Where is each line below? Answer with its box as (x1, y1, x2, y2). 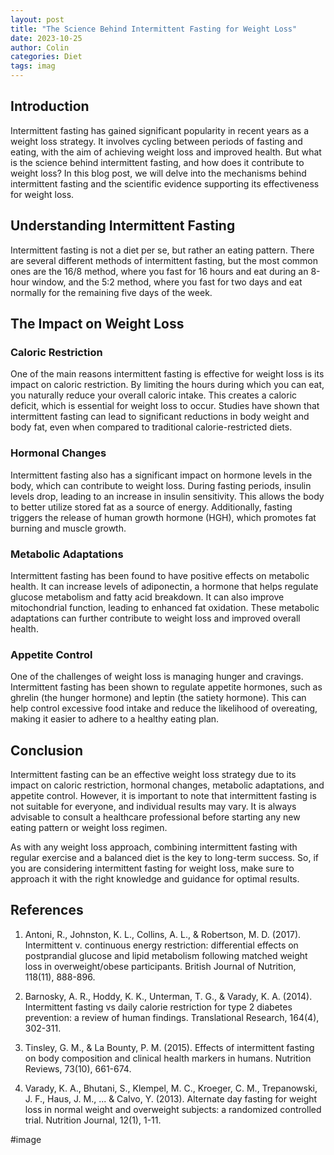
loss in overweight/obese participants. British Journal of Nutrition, (24, 960, 297, 972)
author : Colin (10, 42, 70, 53)
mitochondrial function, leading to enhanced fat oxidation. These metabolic (10, 601, 320, 613)
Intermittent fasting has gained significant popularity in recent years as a (10, 124, 310, 136)
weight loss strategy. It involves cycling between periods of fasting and (10, 135, 303, 147)
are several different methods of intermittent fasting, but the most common (10, 254, 318, 266)
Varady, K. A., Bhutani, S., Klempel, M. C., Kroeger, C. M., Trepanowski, (24, 1082, 318, 1094)
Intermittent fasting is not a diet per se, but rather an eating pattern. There (10, 244, 315, 256)
